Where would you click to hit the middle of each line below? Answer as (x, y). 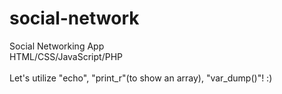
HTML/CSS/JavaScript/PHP (66, 56)
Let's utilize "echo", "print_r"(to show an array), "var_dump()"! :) (141, 78)
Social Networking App (57, 46)
